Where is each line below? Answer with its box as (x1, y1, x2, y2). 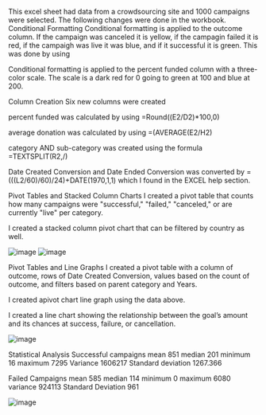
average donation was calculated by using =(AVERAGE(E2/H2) (8, 127, 213, 137)
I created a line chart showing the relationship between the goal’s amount (8, 311, 249, 319)
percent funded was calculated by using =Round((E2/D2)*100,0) (8, 112, 220, 122)
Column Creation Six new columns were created (8, 97, 167, 106)
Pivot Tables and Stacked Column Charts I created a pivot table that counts (8, 191, 254, 200)
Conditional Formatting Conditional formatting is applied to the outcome (8, 24, 243, 33)
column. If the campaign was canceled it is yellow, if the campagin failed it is (8, 32, 259, 41)
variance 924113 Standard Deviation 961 (8, 382, 139, 391)
